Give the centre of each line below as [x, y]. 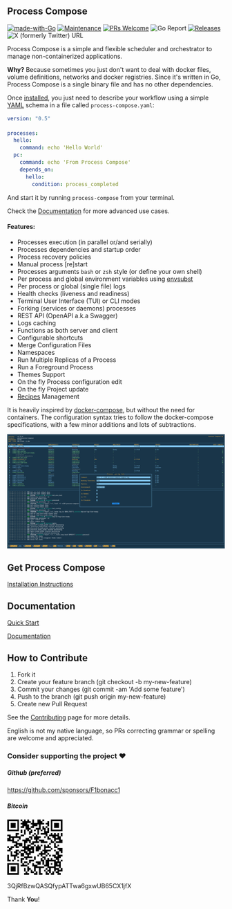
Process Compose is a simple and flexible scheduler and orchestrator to [110, 48]
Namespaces [36, 352]
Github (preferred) [34, 772]
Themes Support [41, 374]
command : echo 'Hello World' [61, 148]
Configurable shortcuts [50, 338]
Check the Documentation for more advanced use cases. [88, 211]
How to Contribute [48, 658]
